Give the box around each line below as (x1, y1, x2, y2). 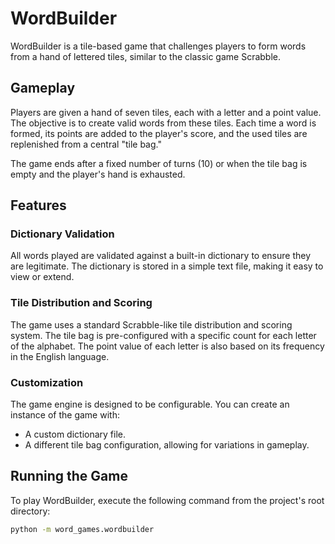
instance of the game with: (10, 409, 120, 421)
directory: (10, 505, 51, 517)
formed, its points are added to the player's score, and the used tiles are (10, 127, 308, 139)
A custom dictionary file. (24, 428, 127, 441)
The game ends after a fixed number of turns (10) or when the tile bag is (10, 157, 308, 169)
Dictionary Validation (10, 227, 115, 241)
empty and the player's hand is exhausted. (10, 168, 186, 180)
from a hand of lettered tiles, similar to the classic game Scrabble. (10, 50, 282, 62)
